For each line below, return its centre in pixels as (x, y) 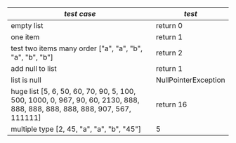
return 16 (171, 104)
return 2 (169, 53)
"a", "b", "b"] (32, 57)
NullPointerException (190, 80)
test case (80, 14)
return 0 (169, 26)
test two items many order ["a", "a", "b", (77, 48)
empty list (27, 26)
